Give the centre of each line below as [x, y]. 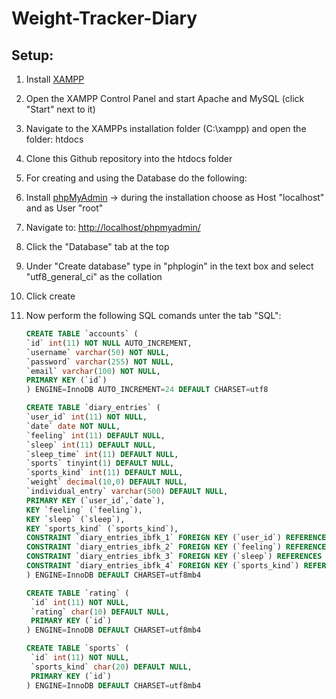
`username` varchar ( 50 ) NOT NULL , [97, 352]
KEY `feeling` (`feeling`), [84, 510]
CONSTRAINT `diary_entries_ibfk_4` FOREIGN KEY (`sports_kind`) [162, 566]
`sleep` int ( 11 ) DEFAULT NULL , [91, 445]
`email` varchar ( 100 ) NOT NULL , [93, 371]
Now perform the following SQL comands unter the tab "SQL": [153, 315]
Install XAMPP [55, 79]
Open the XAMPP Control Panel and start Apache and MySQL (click [165, 98]
